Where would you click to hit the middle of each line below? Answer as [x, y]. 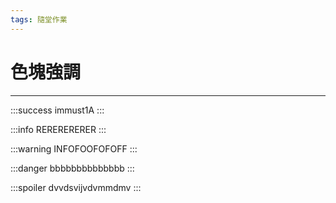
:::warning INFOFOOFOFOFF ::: [74, 148]
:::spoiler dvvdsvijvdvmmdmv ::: [76, 187]
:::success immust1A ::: [57, 110]
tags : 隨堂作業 [39, 19]
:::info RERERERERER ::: [58, 129]
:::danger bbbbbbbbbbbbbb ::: [72, 168]
